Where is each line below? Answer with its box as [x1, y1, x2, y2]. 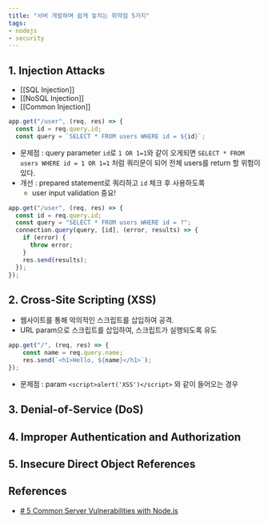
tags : [8, 19, 26, 27]
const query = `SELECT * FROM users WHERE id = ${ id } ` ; [15, 132, 206, 140]
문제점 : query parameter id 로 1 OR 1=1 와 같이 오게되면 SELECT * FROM [19, 147, 246, 157]
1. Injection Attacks [8, 63, 106, 77]
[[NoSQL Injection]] [19, 94, 84, 103]
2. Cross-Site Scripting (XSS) [8, 293, 157, 307]
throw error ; [29, 241, 74, 249]
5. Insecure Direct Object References [8, 457, 196, 471]
